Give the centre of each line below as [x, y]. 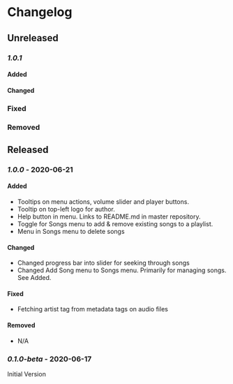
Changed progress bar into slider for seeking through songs [103, 263]
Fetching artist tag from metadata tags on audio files [93, 309]
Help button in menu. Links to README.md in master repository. [109, 216]
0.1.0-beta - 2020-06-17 [50, 359]
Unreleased [33, 38]
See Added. [34, 278]
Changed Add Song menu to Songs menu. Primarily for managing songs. [122, 270]
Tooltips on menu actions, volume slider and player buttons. [103, 202]
